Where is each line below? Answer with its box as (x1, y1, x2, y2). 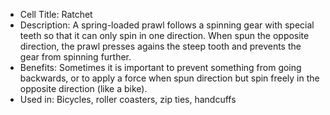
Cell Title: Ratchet (19, 9, 93, 20)
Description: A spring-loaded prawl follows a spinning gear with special (19, 19, 315, 31)
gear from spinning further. (19, 51, 132, 63)
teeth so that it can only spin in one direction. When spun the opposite (19, 30, 310, 41)
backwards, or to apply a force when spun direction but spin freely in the (19, 72, 320, 84)
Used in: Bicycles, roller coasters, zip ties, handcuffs (19, 94, 237, 105)
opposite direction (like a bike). (19, 83, 148, 94)
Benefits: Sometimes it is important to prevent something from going (19, 62, 302, 73)
